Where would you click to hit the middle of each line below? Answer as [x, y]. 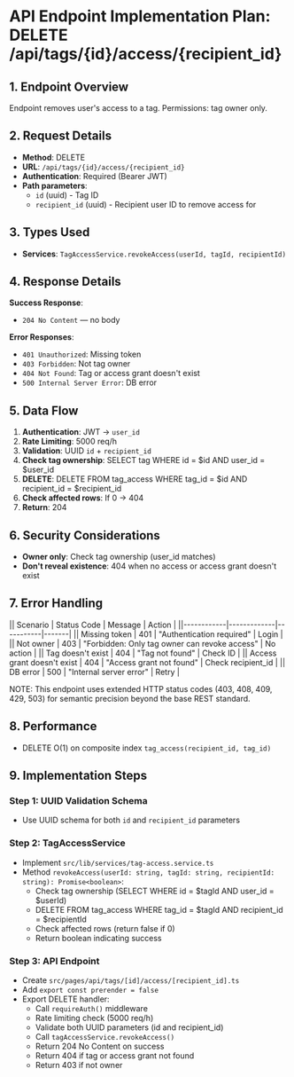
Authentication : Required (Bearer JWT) [95, 176]
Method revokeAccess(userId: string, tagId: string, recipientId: [148, 872]
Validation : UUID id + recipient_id [87, 451]
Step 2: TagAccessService [67, 843]
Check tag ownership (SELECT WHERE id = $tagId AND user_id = [155, 891]
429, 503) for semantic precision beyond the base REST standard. [130, 698]
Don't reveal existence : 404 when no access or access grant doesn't [149, 566]
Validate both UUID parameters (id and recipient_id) [129, 1027]
